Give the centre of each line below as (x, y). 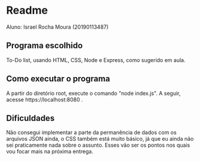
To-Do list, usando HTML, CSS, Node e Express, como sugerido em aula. (96, 60)
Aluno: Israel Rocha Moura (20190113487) (57, 27)
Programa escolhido (44, 46)
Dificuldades (30, 118)
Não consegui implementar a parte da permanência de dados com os (92, 132)
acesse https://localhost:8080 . (45, 100)
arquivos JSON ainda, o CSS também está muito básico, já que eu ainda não (100, 139)
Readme (27, 10)
